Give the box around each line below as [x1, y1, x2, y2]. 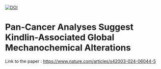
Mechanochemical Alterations [5, 42, 131, 53]
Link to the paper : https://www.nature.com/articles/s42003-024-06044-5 [5, 58, 156, 64]
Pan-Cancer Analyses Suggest [5, 22, 134, 33]
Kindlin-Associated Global [5, 32, 114, 43]
